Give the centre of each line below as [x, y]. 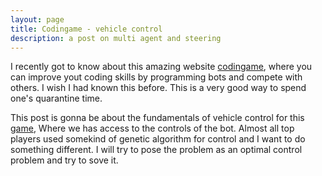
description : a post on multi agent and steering [116, 38]
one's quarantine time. [56, 98]
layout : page [37, 19]
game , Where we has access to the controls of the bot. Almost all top [152, 128]
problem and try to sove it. [64, 160]
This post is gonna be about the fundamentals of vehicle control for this [157, 118]
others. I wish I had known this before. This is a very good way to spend [158, 88]
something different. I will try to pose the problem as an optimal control [156, 150]
